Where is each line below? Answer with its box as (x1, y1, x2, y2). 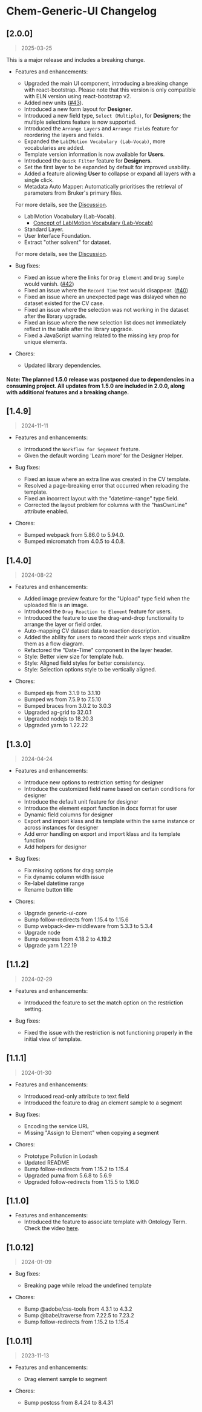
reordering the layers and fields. (24, 132, 104, 138)
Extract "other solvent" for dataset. (24, 238, 111, 246)
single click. (24, 176, 54, 183)
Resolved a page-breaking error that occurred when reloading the (24, 482, 189, 489)
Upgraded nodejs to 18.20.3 (24, 715, 94, 722)
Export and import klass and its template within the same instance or (24, 818, 195, 825)
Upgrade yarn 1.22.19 (24, 942, 77, 949)
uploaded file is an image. (24, 602, 89, 609)
